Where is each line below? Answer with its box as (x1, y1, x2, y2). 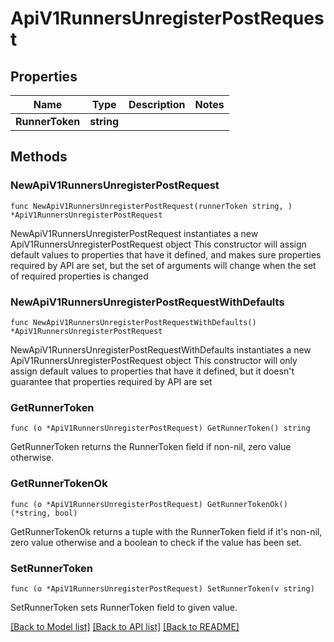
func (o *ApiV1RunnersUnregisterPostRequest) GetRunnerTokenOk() (10, 499, 288, 509)
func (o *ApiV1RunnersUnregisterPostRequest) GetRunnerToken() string (10, 423, 311, 434)
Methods (10, 148, 68, 166)
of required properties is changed (10, 270, 149, 282)
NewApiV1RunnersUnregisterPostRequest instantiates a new (10, 227, 259, 239)
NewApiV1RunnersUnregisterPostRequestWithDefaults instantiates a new (10, 343, 312, 356)
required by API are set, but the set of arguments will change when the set (10, 259, 317, 271)
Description (128, 98, 186, 111)
